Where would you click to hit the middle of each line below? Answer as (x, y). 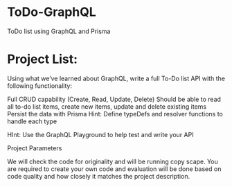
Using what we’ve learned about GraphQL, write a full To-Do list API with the (116, 78)
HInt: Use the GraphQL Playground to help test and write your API (100, 134)
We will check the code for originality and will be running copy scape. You (113, 161)
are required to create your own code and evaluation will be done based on (114, 169)
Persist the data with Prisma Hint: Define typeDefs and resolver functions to (115, 114)
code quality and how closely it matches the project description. (99, 176)
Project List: (43, 59)
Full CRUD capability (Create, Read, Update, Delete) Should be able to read (114, 99)
